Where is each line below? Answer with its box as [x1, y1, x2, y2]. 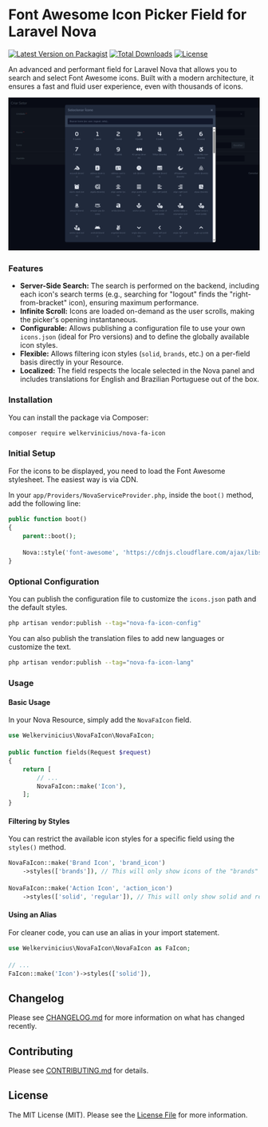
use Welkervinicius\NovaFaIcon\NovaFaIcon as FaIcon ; [8, 944, 191, 952]
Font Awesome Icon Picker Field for [8, 6, 247, 24]
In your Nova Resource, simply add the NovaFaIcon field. [8, 715, 191, 725]
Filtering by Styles [8, 816, 70, 826]
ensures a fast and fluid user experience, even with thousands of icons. [8, 82, 243, 91]
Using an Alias [8, 910, 57, 920]
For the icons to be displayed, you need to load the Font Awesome [8, 466, 226, 476]
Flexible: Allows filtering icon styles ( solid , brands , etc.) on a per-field [19, 349, 250, 359]
